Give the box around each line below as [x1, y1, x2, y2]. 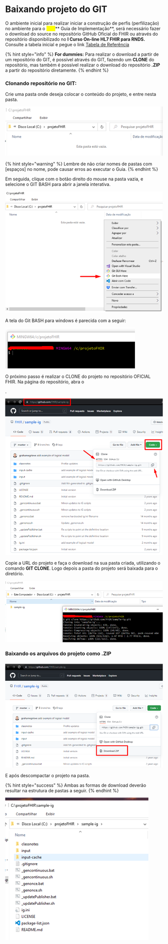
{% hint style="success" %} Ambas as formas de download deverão [5, 782, 146, 788]
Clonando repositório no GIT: [5, 79, 77, 86]
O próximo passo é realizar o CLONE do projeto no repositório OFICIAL [5, 373, 151, 380]
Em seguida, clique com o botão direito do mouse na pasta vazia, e [5, 176, 143, 182]
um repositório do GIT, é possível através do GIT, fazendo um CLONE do [5, 56, 154, 62]
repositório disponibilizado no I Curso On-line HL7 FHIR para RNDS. [5, 36, 145, 42]
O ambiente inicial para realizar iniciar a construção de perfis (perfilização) [5, 20, 159, 26]
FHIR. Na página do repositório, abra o [5, 379, 84, 385]
